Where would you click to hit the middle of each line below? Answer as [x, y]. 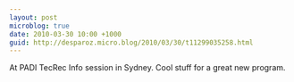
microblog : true [39, 26]
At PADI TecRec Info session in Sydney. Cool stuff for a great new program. [147, 68]
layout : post [34, 17]
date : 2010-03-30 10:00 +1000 [66, 34]
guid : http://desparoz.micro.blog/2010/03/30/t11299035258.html [131, 42]
